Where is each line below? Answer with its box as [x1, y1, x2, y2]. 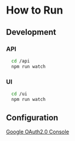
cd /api [11, 58, 30, 64]
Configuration [6, 113, 59, 123]
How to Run [6, 4, 63, 17]
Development [6, 27, 57, 37]
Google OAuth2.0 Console [6, 128, 69, 136]
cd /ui [11, 91, 28, 97]
